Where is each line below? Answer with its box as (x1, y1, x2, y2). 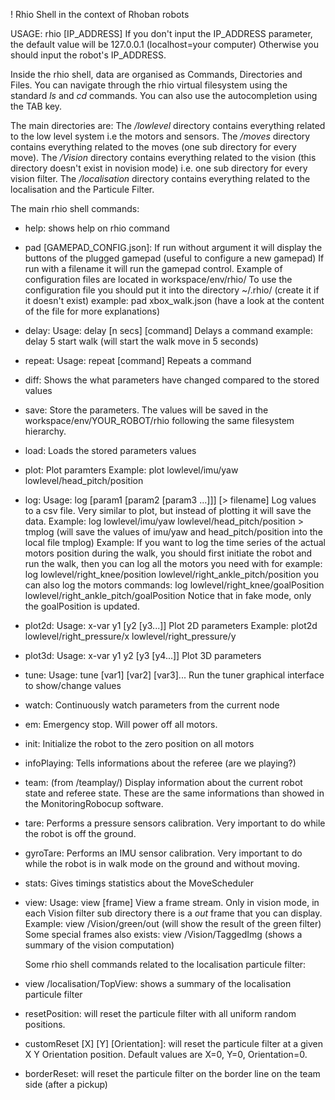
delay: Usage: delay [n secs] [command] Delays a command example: (24, 325, 313, 336)
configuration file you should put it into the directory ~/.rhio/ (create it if (24, 284, 320, 296)
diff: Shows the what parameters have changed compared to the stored (24, 374, 320, 386)
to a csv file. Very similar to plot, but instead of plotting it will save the (24, 505, 312, 516)
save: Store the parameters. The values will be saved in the (24, 404, 269, 416)
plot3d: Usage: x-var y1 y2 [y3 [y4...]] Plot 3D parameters (24, 650, 262, 661)
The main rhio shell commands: (10, 203, 140, 214)
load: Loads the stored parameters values (24, 445, 197, 456)
